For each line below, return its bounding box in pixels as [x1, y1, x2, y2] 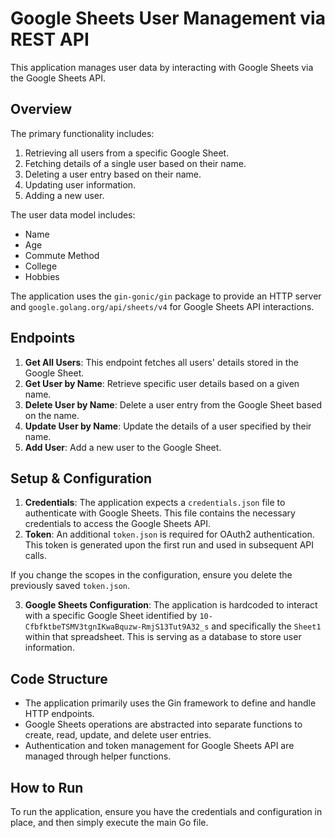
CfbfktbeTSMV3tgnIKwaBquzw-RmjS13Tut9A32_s [24, 622, 210, 632]
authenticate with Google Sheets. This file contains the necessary [24, 507, 296, 519]
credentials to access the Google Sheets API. [24, 518, 212, 530]
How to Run [10, 779, 84, 796]
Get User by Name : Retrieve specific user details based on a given [24, 377, 300, 389]
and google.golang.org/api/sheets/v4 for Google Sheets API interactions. [10, 300, 315, 312]
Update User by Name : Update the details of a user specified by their [24, 420, 312, 432]
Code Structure [10, 670, 108, 687]
